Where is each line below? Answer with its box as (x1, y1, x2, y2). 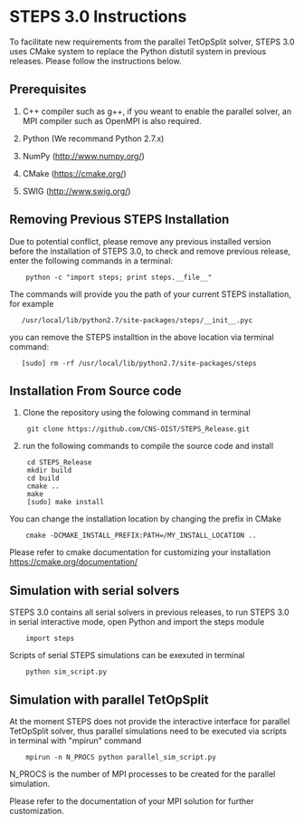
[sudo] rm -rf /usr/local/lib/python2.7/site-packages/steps (21, 359, 257, 368)
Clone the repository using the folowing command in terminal (22, 407, 251, 418)
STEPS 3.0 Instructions (9, 6, 187, 27)
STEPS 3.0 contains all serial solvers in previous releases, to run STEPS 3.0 (9, 607, 290, 617)
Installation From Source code (9, 383, 183, 398)
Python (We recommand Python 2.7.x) (22, 133, 165, 144)
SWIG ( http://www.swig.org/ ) (22, 186, 131, 196)
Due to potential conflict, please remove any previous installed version (9, 235, 271, 246)
